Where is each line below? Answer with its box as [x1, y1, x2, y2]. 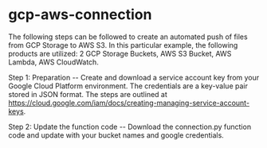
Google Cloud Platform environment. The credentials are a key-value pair [8, 81, 249, 91]
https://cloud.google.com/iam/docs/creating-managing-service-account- [8, 98, 249, 107]
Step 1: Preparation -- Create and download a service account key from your [8, 72, 260, 82]
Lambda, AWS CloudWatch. [8, 57, 100, 67]
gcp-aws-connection [8, 6, 152, 24]
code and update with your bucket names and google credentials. [8, 130, 225, 140]
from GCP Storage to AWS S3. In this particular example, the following [8, 40, 238, 49]
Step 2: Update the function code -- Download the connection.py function [8, 122, 252, 131]
